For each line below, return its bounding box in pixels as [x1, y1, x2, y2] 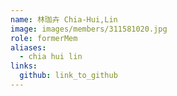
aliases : [10, 42, 47, 53]
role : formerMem [10, 33, 78, 43]
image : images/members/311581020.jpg [10, 24, 168, 34]
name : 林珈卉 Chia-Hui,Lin [10, 14, 118, 25]
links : [10, 61, 38, 71]
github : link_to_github [19, 71, 118, 81]
